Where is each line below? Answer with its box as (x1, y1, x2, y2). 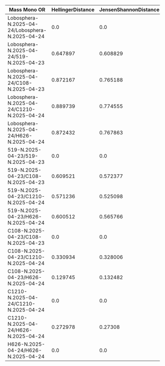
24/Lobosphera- (7, 27, 47, 33)
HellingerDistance (51, 6, 95, 13)
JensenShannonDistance (99, 6, 160, 13)
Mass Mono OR (9, 6, 46, 13)
